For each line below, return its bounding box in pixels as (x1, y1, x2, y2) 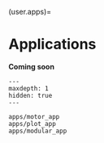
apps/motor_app (8, 112, 60, 120)
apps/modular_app (8, 127, 67, 135)
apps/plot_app (8, 120, 57, 128)
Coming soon (8, 61, 55, 71)
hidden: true (8, 91, 53, 99)
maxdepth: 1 (8, 84, 49, 92)
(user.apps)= (8, 7, 52, 16)
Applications (8, 36, 97, 53)
